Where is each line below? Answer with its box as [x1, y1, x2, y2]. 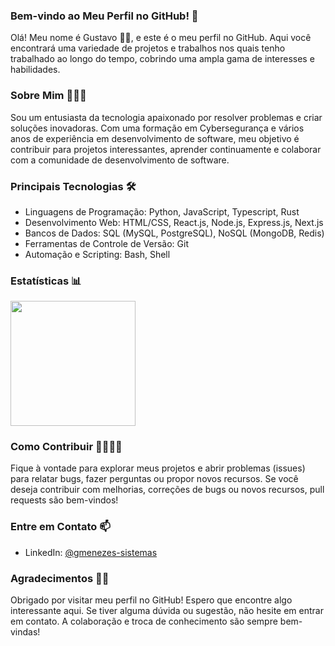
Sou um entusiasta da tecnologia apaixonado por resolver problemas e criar [10, 111, 323, 123]
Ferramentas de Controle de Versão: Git [24, 237, 189, 249]
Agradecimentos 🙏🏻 [10, 571, 110, 585]
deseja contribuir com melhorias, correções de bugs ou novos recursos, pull [10, 484, 325, 496]
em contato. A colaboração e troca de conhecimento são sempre [10, 615, 278, 628]
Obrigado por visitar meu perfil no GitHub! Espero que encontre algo [10, 594, 293, 606]
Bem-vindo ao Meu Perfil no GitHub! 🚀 [10, 9, 199, 23]
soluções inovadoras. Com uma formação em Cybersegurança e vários [10, 122, 305, 134]
